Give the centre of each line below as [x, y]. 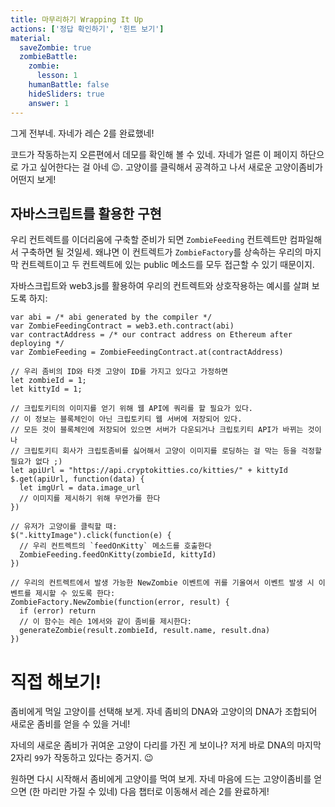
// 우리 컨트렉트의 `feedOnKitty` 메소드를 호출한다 [115, 546]
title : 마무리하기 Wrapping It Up [77, 19]
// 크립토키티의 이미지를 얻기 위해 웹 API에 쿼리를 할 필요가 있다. [132, 409]
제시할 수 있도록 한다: [75, 594]
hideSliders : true [66, 94]
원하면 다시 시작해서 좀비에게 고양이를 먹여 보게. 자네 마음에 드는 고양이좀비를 [161, 779]
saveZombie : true [55, 47]
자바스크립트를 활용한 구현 [86, 213]
